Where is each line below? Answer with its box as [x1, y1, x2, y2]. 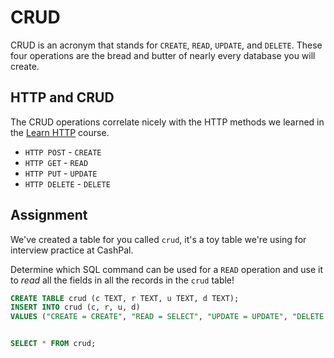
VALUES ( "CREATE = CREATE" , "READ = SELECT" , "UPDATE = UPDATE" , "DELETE [10, 312, 325, 322]
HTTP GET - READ [24, 156, 89, 168]
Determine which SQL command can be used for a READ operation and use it [10, 263, 324, 275]
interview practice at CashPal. [10, 244, 134, 256]
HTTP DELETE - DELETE [24, 177, 111, 190]
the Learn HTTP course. [10, 126, 110, 138]
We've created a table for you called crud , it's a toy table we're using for [10, 233, 307, 245]
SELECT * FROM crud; [10, 339, 97, 349]
